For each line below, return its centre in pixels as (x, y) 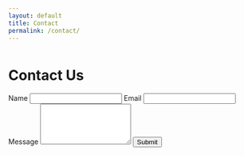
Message (24, 142)
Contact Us (46, 76)
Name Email (75, 98)
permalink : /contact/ (44, 30)
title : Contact (33, 23)
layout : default (35, 16)
